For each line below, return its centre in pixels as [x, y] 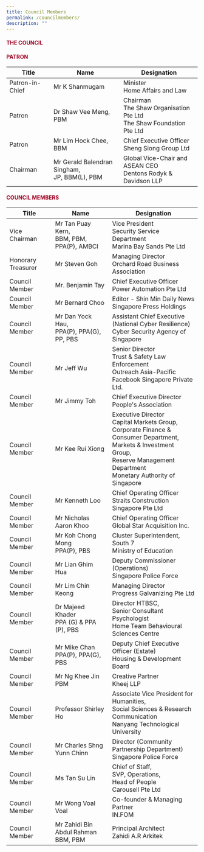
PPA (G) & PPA [76, 623]
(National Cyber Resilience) [151, 324]
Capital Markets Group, [145, 422]
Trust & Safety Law [139, 357]
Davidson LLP [143, 181]
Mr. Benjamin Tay [80, 285]
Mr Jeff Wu [71, 368]
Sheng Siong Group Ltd [157, 148]
